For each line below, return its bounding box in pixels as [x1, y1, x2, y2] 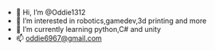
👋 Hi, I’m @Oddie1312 [15, 8, 86, 17]
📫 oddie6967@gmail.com [15, 33, 102, 43]
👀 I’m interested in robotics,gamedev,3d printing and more [15, 16, 207, 25]
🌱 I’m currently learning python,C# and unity [15, 25, 162, 33]
